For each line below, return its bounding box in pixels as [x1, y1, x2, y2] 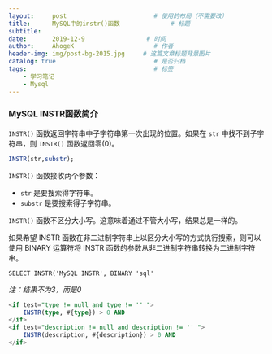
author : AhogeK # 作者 [8, 42, 174, 50]
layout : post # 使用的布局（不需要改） [8, 11, 228, 20]
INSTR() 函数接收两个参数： [8, 170, 101, 180]
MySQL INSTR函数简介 [8, 108, 99, 120]
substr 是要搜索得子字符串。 [19, 198, 116, 208]
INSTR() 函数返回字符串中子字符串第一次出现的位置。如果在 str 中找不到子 [8, 128, 257, 138]
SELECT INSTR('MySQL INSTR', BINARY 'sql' [8, 269, 154, 278]
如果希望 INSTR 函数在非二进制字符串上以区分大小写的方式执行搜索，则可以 [8, 233, 261, 243]
